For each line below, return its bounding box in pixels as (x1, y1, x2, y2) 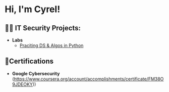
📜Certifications (5, 57, 54, 66)
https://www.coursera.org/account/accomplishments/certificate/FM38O (14, 76, 164, 82)
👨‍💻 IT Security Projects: (5, 24, 81, 32)
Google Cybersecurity (12, 70, 60, 76)
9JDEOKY (12, 81, 33, 87)
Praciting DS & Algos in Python (19, 42, 84, 49)
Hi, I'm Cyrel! (5, 4, 61, 15)
